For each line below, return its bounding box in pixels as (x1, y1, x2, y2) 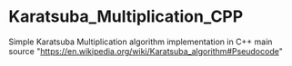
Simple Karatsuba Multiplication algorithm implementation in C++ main (8, 36, 273, 47)
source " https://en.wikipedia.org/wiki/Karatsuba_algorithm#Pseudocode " (8, 45, 283, 56)
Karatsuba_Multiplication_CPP (8, 6, 244, 27)
